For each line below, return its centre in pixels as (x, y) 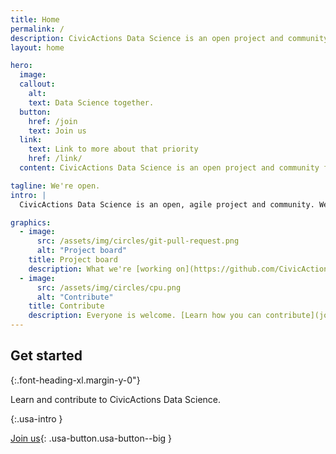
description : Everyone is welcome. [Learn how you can (145, 316)
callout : (37, 84)
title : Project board (73, 260)
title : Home (35, 19)
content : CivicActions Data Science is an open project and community (169, 168)
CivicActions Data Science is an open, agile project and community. (167, 204)
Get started (46, 356)
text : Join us (57, 131)
